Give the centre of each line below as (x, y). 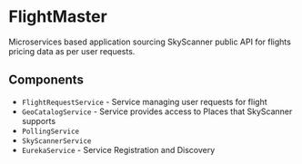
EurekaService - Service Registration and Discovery (118, 150)
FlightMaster (58, 17)
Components (46, 80)
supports (39, 121)
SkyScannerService (56, 141)
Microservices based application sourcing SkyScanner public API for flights (150, 42)
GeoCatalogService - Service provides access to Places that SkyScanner (157, 111)
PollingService (50, 131)
